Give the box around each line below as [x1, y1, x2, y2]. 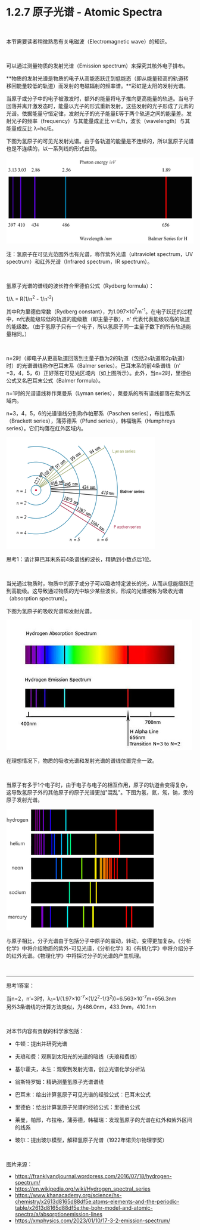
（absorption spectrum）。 [6, 594, 71, 602]
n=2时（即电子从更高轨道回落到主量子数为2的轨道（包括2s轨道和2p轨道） [6, 354, 188, 362]
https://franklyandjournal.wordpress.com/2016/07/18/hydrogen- [14, 1173, 173, 1180]
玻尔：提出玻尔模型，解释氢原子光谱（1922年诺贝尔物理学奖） [14, 1136, 168, 1143]
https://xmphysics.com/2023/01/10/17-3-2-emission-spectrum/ [14, 1217, 171, 1224]
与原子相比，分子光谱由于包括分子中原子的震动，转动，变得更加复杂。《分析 [6, 937, 192, 944]
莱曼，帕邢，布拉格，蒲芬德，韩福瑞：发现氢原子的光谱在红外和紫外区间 [14, 1117, 192, 1124]
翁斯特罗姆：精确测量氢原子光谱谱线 [14, 1078, 104, 1086]
